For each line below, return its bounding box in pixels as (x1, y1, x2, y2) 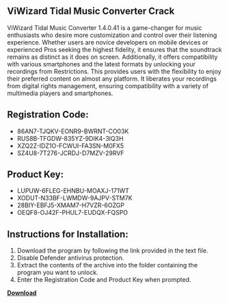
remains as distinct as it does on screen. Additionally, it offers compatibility (7, 53, 218, 61)
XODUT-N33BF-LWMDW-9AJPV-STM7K (16, 194, 133, 202)
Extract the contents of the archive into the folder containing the (16, 261, 198, 269)
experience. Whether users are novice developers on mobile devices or (7, 38, 208, 47)
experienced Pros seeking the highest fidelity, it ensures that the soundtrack (7, 45, 222, 53)
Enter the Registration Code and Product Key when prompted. (16, 276, 191, 284)
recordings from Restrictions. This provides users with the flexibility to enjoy (7, 67, 221, 75)
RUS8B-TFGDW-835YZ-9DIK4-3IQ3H (16, 134, 124, 142)
